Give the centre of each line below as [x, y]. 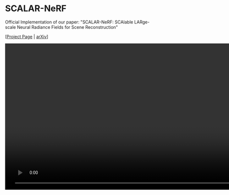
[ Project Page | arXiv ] [27, 37]
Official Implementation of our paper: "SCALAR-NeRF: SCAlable [69, 22]
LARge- [142, 22]
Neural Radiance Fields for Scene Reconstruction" [68, 27]
